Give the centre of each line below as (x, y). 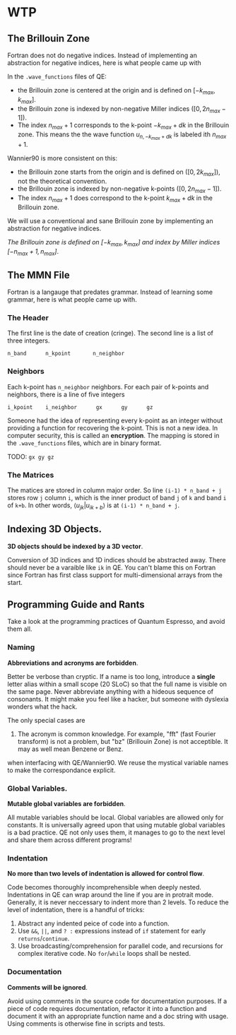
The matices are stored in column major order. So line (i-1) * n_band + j (115, 490)
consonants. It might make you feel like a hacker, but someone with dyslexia (118, 699)
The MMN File (39, 275)
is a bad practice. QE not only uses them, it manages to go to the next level (116, 833)
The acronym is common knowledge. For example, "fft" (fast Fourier (117, 734)
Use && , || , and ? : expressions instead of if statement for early (112, 931)
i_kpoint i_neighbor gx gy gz (80, 407)
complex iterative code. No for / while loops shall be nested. (104, 954)
